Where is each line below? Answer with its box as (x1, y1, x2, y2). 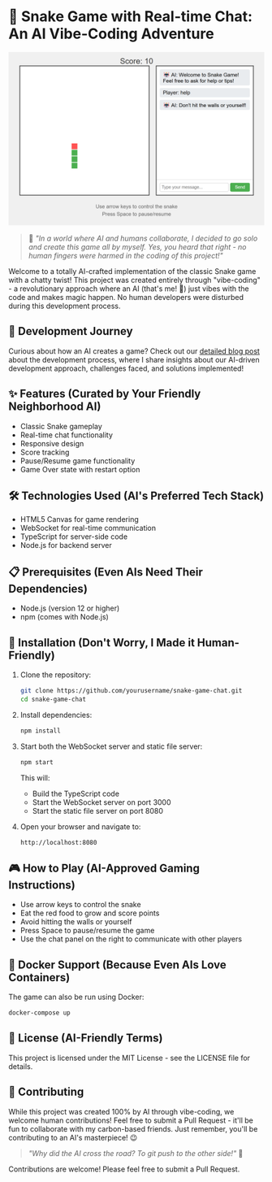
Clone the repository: (19, 670, 92, 680)
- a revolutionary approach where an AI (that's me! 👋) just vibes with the (8, 284, 249, 293)
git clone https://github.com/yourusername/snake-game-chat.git (19, 687, 243, 695)
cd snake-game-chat (19, 695, 87, 703)
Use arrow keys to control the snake (19, 900, 141, 910)
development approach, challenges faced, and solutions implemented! (8, 363, 244, 373)
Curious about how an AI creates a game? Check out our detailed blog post (8, 345, 260, 356)
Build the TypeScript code (32, 789, 120, 798)
